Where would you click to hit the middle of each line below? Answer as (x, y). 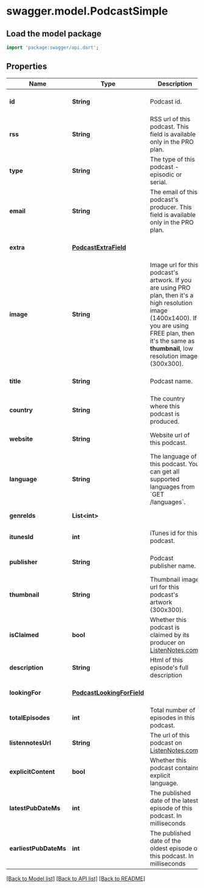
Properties (27, 67)
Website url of (170, 435)
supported (165, 479)
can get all (165, 471)
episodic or (166, 174)
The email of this (174, 191)
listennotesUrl (30, 743)
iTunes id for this (173, 533)
